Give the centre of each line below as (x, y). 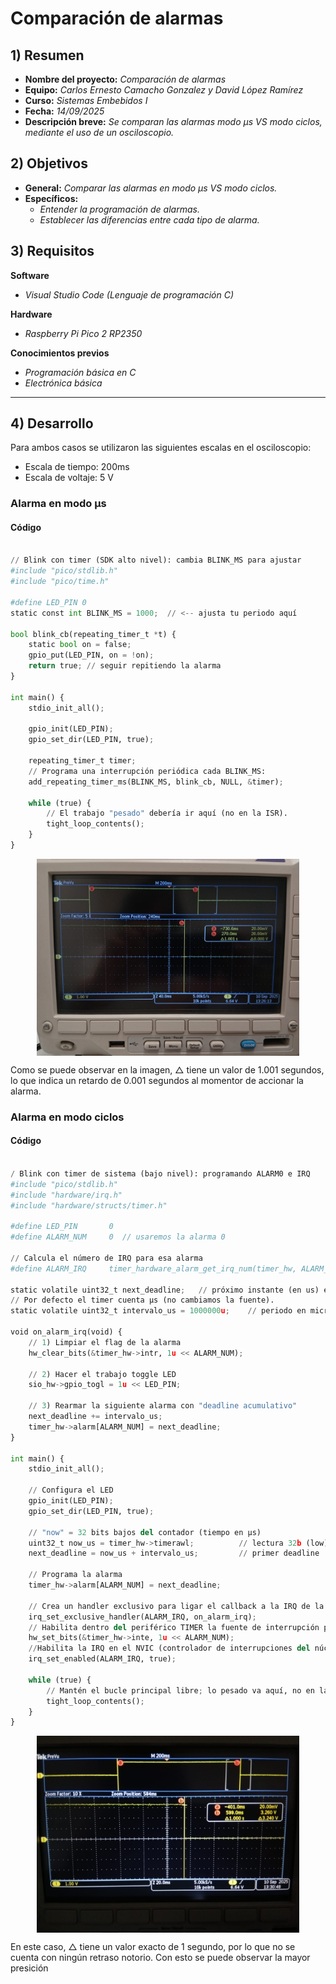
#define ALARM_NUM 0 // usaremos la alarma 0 (118, 1237)
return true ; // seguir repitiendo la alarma (125, 666)
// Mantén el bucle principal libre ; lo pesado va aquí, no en (180, 1690)
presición (29, 1968)
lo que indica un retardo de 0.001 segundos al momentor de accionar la (157, 1080)
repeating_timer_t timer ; (82, 761)
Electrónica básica (63, 383)
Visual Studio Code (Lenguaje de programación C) (129, 294)
